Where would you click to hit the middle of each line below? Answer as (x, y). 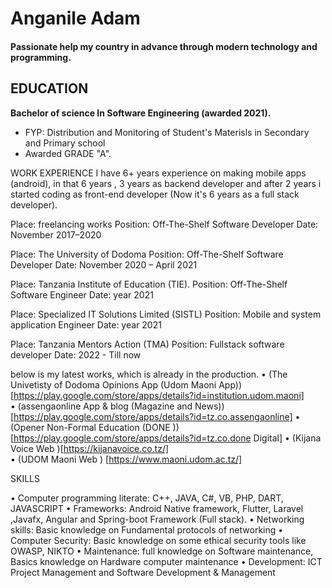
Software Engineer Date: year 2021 (82, 294)
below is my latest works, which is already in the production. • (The (149, 374)
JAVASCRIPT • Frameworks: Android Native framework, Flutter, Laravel (157, 508)
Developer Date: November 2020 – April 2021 (104, 264)
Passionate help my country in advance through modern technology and (164, 46)
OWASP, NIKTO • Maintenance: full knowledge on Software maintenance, (162, 551)
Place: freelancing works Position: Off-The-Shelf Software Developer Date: (164, 224)
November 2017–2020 (56, 234)
